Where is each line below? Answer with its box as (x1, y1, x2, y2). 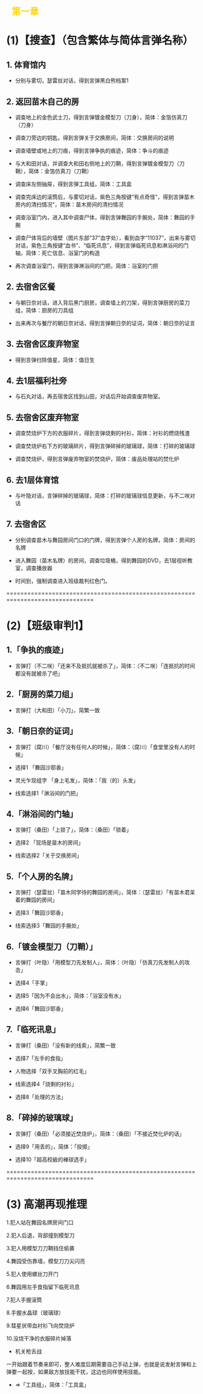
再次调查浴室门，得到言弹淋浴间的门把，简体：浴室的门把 (14, 262, 158, 269)
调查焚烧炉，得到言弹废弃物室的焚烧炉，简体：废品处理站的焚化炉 (14, 456, 179, 463)
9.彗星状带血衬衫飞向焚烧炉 (6, 1322, 75, 1329)
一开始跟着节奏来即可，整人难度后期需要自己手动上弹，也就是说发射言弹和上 (6, 1360, 197, 1368)
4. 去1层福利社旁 (6, 375, 67, 386)
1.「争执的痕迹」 (6, 645, 68, 655)
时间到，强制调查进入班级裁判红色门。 (14, 577, 111, 584)
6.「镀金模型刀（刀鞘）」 (6, 941, 98, 952)
